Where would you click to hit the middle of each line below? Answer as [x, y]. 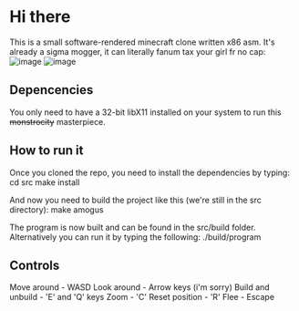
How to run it [46, 151]
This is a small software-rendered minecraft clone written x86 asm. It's [142, 42]
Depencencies [52, 90]
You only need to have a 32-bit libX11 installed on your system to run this [145, 112]
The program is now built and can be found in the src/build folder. [133, 227]
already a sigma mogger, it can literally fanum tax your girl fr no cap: [138, 51]
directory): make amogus [57, 209]
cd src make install [45, 182]
